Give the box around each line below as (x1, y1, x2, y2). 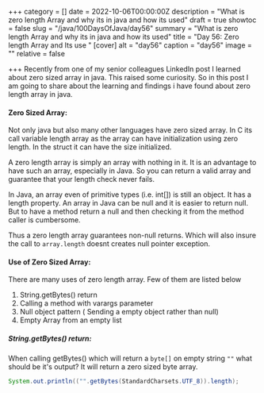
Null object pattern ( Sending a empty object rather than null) (19, 307, 220, 317)
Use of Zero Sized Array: (8, 257, 91, 267)
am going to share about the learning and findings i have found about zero (8, 81, 251, 91)
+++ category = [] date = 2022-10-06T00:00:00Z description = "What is (8, 7, 245, 16)
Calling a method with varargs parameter (19, 299, 154, 308)
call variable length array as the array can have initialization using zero (8, 134, 239, 144)
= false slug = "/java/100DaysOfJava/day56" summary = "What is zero (8, 24, 239, 33)
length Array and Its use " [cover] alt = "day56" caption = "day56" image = (8, 40, 252, 50)
